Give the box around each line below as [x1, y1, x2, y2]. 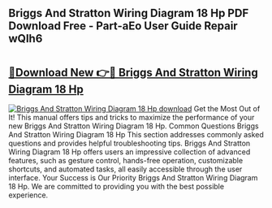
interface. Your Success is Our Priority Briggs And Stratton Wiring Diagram [8, 173, 258, 182]
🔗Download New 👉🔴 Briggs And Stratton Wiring [8, 65, 258, 80]
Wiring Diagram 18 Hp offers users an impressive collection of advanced [8, 147, 251, 157]
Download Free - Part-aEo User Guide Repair [8, 19, 238, 33]
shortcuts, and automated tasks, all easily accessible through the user [8, 164, 243, 174]
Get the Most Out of [193, 104, 261, 113]
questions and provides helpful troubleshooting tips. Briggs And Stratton [8, 138, 251, 148]
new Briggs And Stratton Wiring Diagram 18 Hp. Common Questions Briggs [8, 121, 259, 131]
